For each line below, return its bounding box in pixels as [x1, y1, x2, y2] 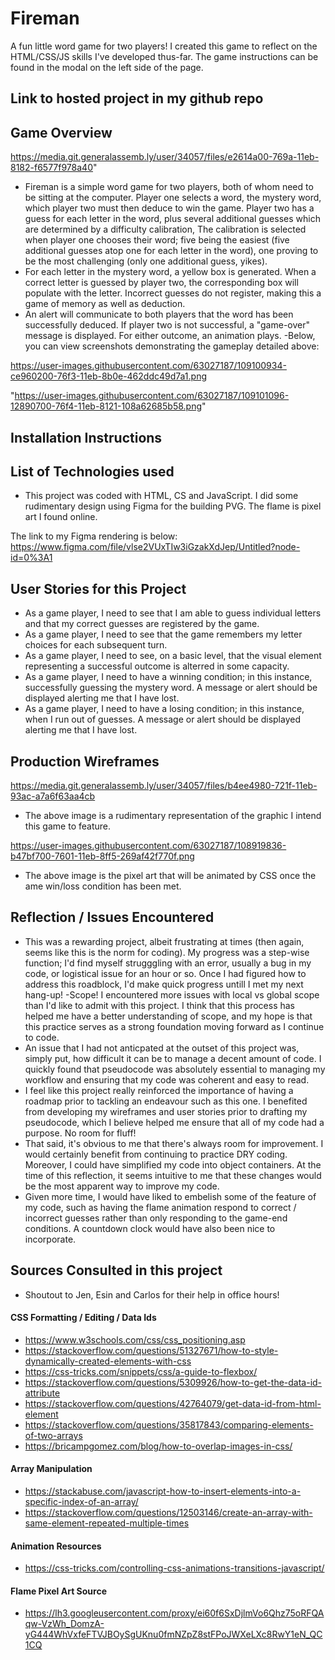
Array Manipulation [10, 1463, 93, 1475]
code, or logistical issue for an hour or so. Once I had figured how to [24, 967, 307, 979]
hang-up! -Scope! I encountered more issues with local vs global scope [24, 988, 320, 1001]
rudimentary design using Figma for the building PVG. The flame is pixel [24, 500, 322, 512]
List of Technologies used [10, 463, 175, 480]
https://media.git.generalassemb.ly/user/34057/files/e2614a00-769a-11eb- [10, 151, 320, 163]
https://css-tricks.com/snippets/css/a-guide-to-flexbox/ [24, 1365, 258, 1377]
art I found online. [24, 511, 98, 523]
